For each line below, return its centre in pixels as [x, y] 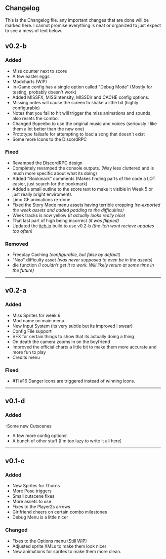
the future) [23, 270]
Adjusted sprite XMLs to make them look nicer [59, 546]
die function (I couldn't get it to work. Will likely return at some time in [83, 265]
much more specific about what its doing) [55, 173]
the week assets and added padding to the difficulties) [68, 210]
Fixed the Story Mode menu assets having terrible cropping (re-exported [86, 205]
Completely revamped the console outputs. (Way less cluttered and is [83, 168]
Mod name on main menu [38, 320]
